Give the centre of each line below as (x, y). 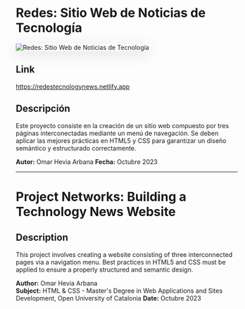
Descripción (43, 109)
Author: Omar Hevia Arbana (57, 283)
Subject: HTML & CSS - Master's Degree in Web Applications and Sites (119, 291)
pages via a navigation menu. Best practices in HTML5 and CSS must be (121, 262)
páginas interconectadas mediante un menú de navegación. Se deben (117, 133)
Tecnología (49, 28)
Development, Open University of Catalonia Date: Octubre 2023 (108, 298)
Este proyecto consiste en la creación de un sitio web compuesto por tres (122, 125)
